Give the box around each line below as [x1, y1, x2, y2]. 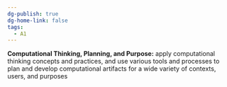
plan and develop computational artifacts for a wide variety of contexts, [7, 64, 216, 73]
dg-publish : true [7, 10, 59, 18]
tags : [7, 23, 23, 30]
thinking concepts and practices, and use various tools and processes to [7, 57, 220, 66]
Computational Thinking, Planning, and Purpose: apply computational [7, 50, 215, 58]
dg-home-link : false [7, 17, 69, 24]
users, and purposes [7, 72, 68, 81]
